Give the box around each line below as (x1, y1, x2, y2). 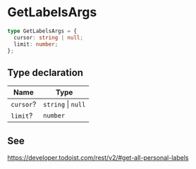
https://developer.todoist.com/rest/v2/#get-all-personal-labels (7, 154, 189, 162)
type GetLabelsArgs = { (7, 27, 78, 35)
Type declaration (7, 66, 83, 78)
